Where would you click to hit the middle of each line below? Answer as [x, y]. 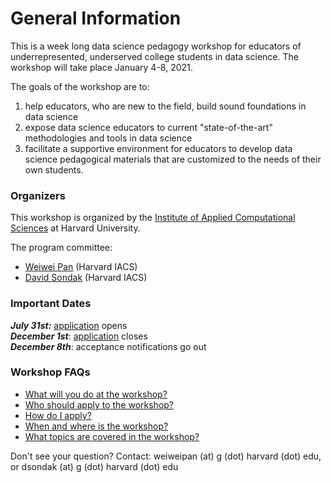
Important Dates [51, 304]
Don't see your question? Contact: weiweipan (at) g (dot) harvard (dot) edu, [166, 456]
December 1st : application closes [79, 336]
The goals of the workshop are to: [80, 86]
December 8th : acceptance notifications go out [108, 346]
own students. [54, 169]
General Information [96, 18]
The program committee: [61, 248]
